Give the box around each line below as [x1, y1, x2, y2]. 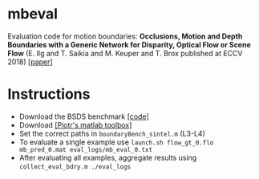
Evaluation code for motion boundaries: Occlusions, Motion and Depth [7, 31, 243, 41]
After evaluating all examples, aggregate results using [18, 153, 197, 162]
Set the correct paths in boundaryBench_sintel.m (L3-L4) [18, 128, 205, 138]
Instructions [7, 85, 91, 104]
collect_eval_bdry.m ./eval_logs [18, 162, 132, 171]
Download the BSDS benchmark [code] [18, 112, 149, 121]
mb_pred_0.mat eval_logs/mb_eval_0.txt [18, 145, 153, 153]
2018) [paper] [7, 57, 53, 67]
